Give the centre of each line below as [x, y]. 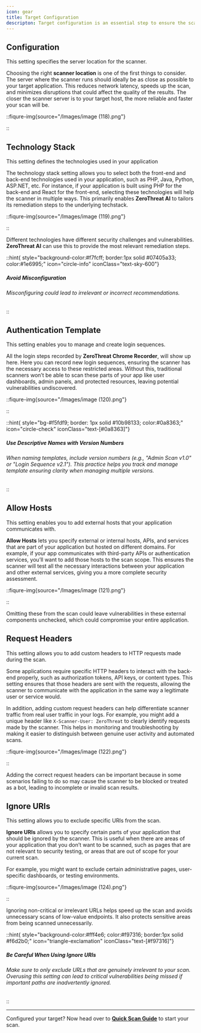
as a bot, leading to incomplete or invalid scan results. [73, 787]
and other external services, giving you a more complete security [86, 572]
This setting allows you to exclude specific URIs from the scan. [83, 820]
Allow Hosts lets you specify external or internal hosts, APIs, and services [98, 540]
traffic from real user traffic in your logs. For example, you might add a [93, 714]
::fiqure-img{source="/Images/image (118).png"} [66, 117]
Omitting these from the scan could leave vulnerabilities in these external [96, 613]
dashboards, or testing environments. [73, 876]
